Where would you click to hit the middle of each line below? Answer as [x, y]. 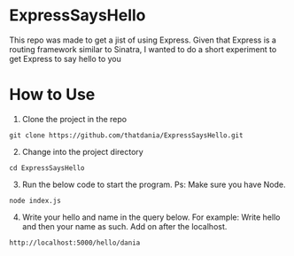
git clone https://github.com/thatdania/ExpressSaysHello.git [126, 135]
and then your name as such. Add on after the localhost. [124, 226]
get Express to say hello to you [66, 58]
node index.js [35, 200]
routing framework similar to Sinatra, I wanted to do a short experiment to [143, 49]
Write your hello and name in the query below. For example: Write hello [151, 217]
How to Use [52, 95]
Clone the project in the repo [74, 119]
